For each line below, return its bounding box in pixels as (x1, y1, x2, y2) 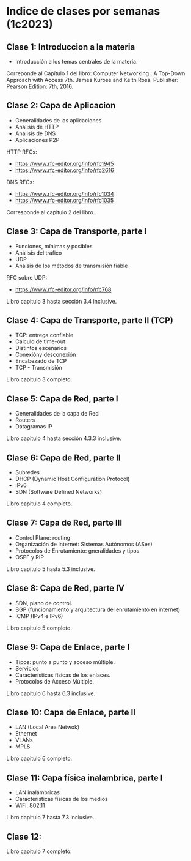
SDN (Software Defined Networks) (15, 488, 103, 496)
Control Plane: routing (15, 534, 71, 541)
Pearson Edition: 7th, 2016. (6, 83, 74, 90)
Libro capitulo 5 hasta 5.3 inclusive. (6, 565, 96, 573)
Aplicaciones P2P (15, 136, 60, 143)
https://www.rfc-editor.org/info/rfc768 (15, 286, 112, 293)
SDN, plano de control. (15, 599, 73, 606)
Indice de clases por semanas (6, 4, 160, 18)
